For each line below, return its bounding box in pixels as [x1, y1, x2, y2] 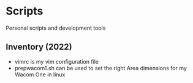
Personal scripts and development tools [6, 24, 106, 32]
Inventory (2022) [6, 42, 72, 52]
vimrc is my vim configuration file [14, 58, 99, 65]
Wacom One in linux [14, 71, 66, 78]
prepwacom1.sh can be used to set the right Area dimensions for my [14, 64, 187, 71]
